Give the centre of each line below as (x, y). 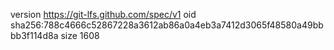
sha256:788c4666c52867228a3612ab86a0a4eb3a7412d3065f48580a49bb (167, 25)
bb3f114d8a (34, 35)
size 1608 (80, 35)
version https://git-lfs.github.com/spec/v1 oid (103, 14)
